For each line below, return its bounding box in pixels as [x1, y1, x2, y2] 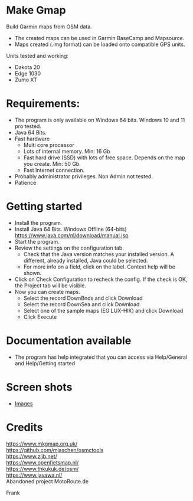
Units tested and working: [6, 52, 69, 59]
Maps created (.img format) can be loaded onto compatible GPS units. [14, 41, 185, 48]
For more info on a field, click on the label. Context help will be [23, 263, 176, 270]
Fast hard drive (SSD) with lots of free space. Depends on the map [23, 154, 185, 161]
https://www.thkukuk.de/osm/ [6, 465, 79, 472]
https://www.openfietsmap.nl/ [6, 459, 79, 466]
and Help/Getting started [14, 359, 76, 366]
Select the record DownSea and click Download [23, 300, 140, 307]
